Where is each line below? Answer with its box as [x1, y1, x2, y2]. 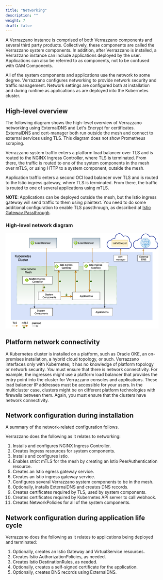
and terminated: [5, 539, 37, 545]
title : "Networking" [5, 8, 48, 13]
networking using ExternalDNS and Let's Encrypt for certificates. [5, 125, 135, 131]
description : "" [5, 13, 38, 18]
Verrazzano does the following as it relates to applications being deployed [5, 534, 153, 540]
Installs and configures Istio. [12, 453, 69, 459]
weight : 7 [5, 18, 26, 23]
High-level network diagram [5, 222, 73, 228]
